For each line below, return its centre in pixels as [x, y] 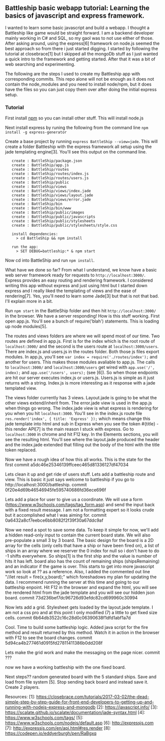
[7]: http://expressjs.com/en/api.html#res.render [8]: [58, 728]
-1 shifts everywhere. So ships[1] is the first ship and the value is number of [81, 556]
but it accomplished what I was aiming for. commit [56, 515]
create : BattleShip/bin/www [41, 208]
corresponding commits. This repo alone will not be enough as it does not [80, 79]
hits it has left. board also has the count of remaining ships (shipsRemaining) [82, 561]
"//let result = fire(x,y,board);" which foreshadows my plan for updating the [81, 577]
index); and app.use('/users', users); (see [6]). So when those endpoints [82, 373]
